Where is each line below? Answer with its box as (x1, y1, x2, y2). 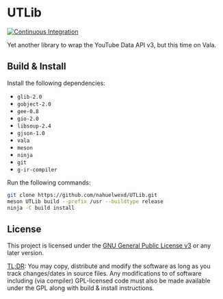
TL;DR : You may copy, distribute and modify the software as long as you (7, 262, 211, 270)
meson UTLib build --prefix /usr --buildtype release (7, 198, 164, 205)
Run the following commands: (7, 178, 91, 187)
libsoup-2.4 (16, 122, 51, 130)
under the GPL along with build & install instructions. (7, 284, 155, 292)
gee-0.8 (16, 108, 39, 115)
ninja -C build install (7, 204, 75, 211)
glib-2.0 (16, 93, 42, 100)
